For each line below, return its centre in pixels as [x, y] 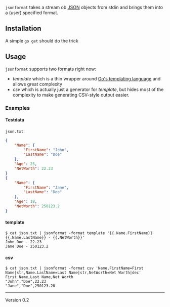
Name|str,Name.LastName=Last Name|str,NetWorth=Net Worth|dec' [73, 273]
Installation [23, 29]
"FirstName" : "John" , [46, 150]
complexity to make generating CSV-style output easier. [71, 95]
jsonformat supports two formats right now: [51, 69]
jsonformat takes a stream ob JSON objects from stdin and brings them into [84, 7]
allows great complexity [37, 84]
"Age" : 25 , [26, 164]
